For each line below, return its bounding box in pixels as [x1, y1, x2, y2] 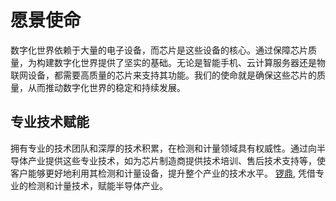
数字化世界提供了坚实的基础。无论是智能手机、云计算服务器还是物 [53, 56, 326, 68]
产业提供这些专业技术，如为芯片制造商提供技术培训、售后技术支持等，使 [27, 154, 326, 166]
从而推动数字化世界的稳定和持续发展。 [27, 81, 186, 93]
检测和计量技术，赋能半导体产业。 [27, 179, 168, 191]
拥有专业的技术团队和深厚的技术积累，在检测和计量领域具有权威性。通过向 [10, 142, 317, 154]
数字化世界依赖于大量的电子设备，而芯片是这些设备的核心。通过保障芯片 [10, 44, 308, 56]
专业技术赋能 [10, 114, 90, 131]
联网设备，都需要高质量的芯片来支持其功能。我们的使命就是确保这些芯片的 [10, 69, 317, 81]
